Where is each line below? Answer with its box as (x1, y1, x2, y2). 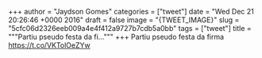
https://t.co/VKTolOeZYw (8, 41, 91, 50)
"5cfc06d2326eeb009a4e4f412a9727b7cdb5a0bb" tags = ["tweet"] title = (8, 24, 252, 33)
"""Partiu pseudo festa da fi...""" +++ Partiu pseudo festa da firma (8, 32, 225, 41)
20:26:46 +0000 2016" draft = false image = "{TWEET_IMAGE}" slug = (8, 15, 240, 25)
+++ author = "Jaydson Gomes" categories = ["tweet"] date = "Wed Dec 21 (8, 7, 254, 16)
